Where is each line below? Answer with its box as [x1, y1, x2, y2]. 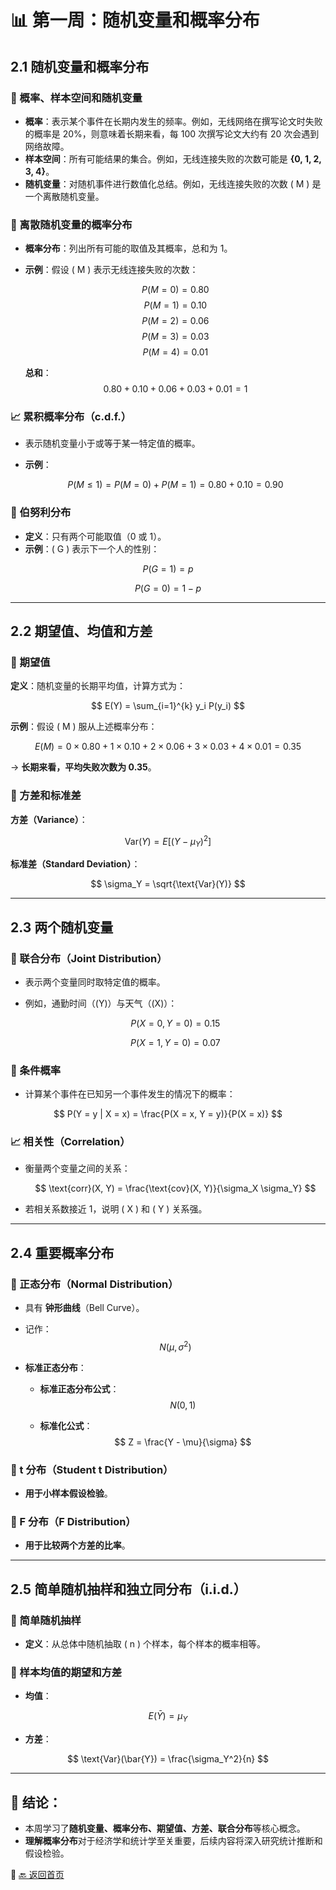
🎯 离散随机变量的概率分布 [10, 217, 133, 231]
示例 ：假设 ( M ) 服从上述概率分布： [10, 721, 158, 733]
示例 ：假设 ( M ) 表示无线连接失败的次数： [24, 264, 199, 276]
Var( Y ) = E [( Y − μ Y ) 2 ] [124, 833, 212, 850]
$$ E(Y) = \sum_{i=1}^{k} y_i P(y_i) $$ [91, 700, 245, 712]
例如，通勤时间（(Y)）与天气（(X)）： [24, 997, 178, 1009]
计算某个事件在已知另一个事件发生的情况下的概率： [24, 1088, 236, 1100]
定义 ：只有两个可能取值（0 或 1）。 [24, 530, 167, 542]
